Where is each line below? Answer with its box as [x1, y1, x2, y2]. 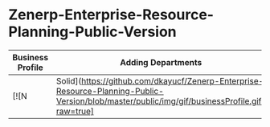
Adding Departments [120, 56, 202, 68]
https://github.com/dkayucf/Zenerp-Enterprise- [81, 75, 264, 86]
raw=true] [55, 105, 95, 117]
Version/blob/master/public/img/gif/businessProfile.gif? [55, 95, 266, 106]
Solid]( [55, 75, 82, 86]
